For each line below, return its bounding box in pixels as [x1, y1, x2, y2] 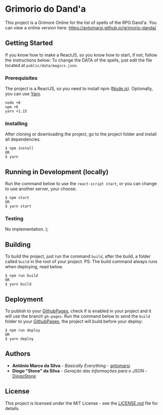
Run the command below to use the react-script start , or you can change [5, 181, 157, 187]
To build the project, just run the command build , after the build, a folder [5, 253, 151, 260]
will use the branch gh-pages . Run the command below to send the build [5, 313, 150, 319]
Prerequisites [5, 74, 38, 81]
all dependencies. [5, 136, 41, 142]
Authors [5, 349, 31, 358]
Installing [5, 120, 28, 127]
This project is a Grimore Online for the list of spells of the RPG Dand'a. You [5, 20, 157, 25]
